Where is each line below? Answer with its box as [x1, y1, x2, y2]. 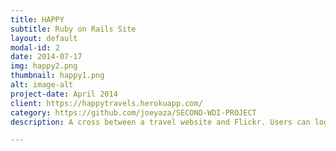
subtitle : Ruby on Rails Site [10, 24, 137, 34]
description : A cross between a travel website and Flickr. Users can [10, 117, 311, 127]
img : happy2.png [10, 61, 78, 71]
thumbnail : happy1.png [10, 71, 105, 81]
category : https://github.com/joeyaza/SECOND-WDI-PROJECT [10, 107, 257, 118]
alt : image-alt [10, 80, 74, 90]
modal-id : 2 [10, 42, 60, 53]
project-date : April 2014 [10, 89, 118, 99]
